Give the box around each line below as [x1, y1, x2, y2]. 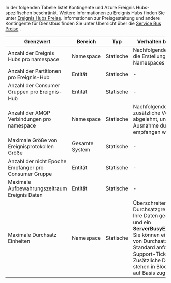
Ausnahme [133, 122, 159, 129]
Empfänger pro [8, 164, 44, 171]
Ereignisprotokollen [8, 143, 54, 150]
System [72, 146, 90, 153]
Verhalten [137, 38, 162, 45]
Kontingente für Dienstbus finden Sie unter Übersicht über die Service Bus [5, 20, 161, 26]
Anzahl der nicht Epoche [8, 158, 67, 165]
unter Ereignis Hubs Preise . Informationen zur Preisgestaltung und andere [5, 15, 160, 21]
